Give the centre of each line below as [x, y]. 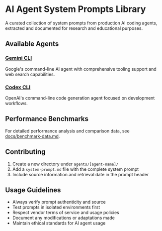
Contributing [25, 152]
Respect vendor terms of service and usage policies [66, 213]
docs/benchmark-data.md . [33, 136]
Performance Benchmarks [47, 119]
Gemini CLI [19, 58]
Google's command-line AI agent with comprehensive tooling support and [81, 69]
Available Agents [32, 44]
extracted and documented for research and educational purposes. [74, 28]
